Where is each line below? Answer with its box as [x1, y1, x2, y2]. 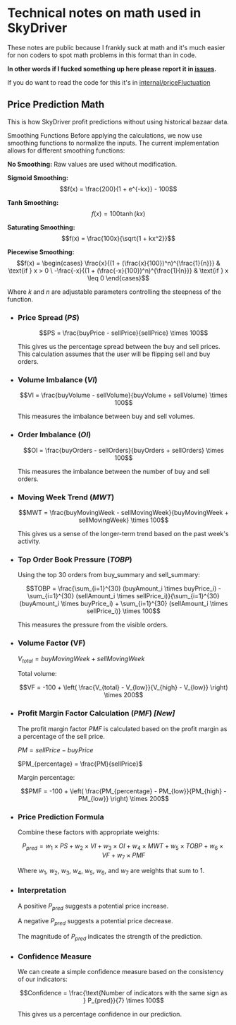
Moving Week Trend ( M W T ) [17, 492, 115, 502]
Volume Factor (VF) [17, 638, 86, 648]
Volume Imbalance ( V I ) [17, 374, 98, 384]
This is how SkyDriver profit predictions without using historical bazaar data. [7, 117, 229, 126]
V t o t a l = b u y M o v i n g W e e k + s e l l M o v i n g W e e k [17, 654, 145, 665]
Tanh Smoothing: [7, 198, 59, 206]
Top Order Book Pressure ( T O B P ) [17, 555, 132, 564]
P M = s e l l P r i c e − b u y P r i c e [17, 745, 94, 754]
